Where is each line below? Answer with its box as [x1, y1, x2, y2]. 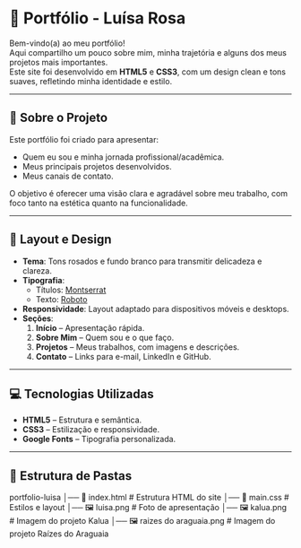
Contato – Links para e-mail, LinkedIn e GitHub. [35, 351, 212, 361]
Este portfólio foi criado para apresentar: [9, 134, 159, 144]
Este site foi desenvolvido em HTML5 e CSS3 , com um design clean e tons [9, 66, 287, 77]
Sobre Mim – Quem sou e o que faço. [35, 332, 175, 343]
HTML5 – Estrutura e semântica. [21, 414, 142, 425]
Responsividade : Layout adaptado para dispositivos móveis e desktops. [21, 303, 289, 314]
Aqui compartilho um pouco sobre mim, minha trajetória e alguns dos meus [9, 47, 287, 57]
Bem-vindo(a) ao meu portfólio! [9, 38, 125, 48]
